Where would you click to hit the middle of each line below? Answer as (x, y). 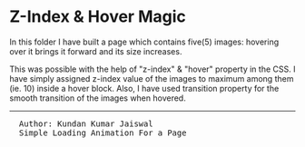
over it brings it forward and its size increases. (96, 51)
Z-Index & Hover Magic (98, 17)
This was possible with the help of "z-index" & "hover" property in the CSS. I (152, 69)
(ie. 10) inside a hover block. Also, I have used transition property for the (144, 88)
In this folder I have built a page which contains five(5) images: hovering (144, 42)
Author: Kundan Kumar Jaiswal (86, 123)
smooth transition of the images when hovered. (98, 98)
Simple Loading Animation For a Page (103, 132)
